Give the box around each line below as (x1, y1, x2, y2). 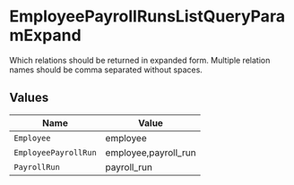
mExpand (9, 25, 82, 46)
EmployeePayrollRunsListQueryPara (9, 6, 285, 27)
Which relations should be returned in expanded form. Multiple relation (9, 55, 271, 65)
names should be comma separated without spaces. (9, 64, 203, 75)
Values (9, 90, 49, 105)
